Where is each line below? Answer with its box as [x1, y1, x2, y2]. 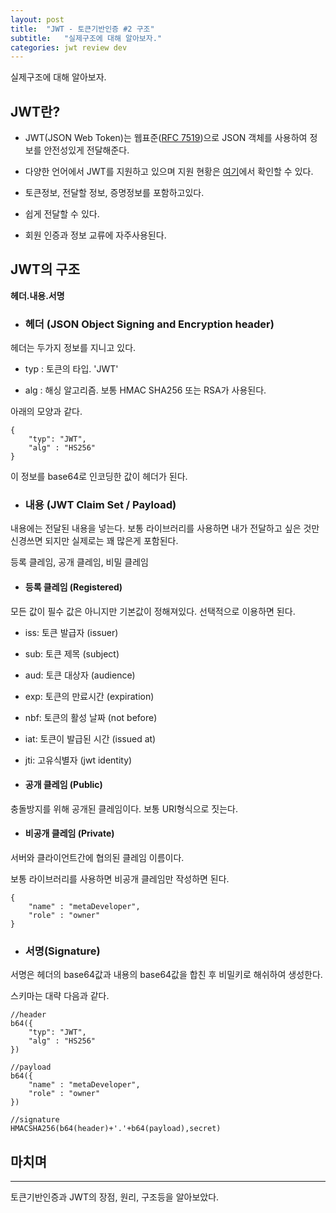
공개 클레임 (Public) [24, 779, 103, 791]
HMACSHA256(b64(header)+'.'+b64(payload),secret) [10, 1124, 222, 1134]
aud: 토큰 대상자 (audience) [24, 669, 136, 681]
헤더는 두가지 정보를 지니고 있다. [10, 342, 137, 354]
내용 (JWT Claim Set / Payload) [24, 498, 177, 512]
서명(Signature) [24, 944, 101, 958]
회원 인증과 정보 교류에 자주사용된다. [24, 229, 167, 241]
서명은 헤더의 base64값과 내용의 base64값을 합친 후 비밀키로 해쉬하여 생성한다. [10, 969, 323, 981]
